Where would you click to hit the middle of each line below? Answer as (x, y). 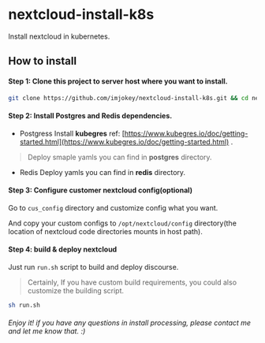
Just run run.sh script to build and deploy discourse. (93, 267)
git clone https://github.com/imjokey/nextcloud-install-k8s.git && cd (128, 98)
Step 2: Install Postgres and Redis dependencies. (90, 116)
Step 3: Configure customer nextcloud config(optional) (101, 190)
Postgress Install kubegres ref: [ (72, 133)
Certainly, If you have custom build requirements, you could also (132, 282)
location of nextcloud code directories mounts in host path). (105, 231)
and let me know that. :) (47, 331)
